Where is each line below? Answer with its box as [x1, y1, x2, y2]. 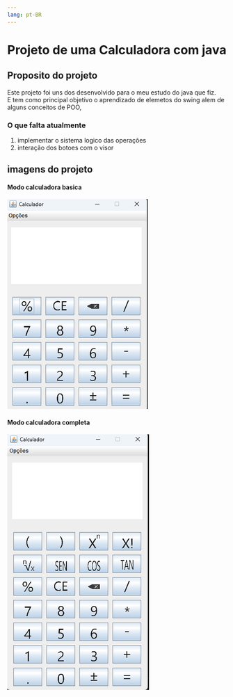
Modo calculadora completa [7, 418, 90, 427]
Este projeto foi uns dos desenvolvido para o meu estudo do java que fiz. [7, 88, 217, 97]
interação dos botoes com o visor [17, 143, 114, 152]
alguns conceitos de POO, [7, 103, 82, 111]
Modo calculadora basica [7, 183, 82, 191]
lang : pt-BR [7, 11, 42, 18]
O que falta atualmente [7, 120, 86, 130]
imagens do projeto [7, 163, 93, 175]
